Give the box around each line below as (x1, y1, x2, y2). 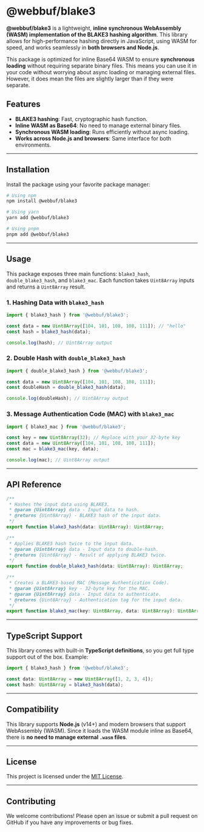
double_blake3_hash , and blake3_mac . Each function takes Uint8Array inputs (6, 276, 195, 284)
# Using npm (6, 192, 36, 198)
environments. (15, 141, 52, 149)
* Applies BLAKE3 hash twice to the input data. (8, 540, 135, 547)
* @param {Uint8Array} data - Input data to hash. (8, 507, 140, 513)
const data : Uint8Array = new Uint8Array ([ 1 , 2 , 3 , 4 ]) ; (6, 676, 154, 682)
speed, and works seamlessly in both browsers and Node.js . (6, 44, 160, 51)
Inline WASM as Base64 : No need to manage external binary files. (15, 122, 182, 129)
